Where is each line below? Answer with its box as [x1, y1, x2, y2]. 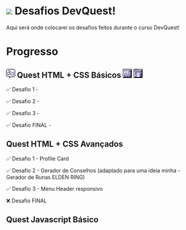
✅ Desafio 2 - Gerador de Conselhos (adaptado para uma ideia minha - [6, 167, 181, 174]
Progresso [6, 45, 58, 58]
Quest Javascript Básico [6, 215, 99, 225]
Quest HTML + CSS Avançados [6, 139, 124, 150]
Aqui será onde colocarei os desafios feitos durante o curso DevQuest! [6, 24, 180, 31]
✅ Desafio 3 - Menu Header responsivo [6, 185, 103, 192]
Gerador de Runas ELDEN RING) [6, 173, 85, 181]
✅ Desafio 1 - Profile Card [6, 155, 70, 162]
